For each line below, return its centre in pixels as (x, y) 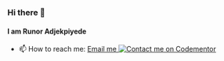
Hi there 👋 (27, 13)
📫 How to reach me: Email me (68, 49)
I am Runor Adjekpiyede (47, 31)
